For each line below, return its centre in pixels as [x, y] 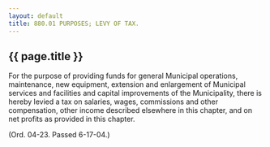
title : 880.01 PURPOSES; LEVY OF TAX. [74, 24]
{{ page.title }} [46, 56]
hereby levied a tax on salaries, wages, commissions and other [114, 102]
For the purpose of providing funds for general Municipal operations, [123, 76]
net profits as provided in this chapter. [72, 119]
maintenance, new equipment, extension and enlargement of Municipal [127, 84]
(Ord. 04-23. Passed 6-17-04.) [60, 135]
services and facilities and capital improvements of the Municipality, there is [135, 93]
